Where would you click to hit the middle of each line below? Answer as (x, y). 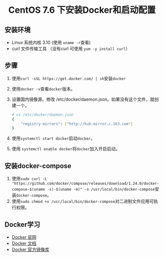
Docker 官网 (24, 237)
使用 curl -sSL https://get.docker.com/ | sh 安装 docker (69, 78)
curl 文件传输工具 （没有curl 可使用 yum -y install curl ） (71, 49)
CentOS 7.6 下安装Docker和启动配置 (82, 10)
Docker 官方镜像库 (30, 249)
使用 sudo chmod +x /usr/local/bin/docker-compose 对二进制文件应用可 (83, 201)
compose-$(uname (28, 190)
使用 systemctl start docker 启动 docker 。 (53, 139)
